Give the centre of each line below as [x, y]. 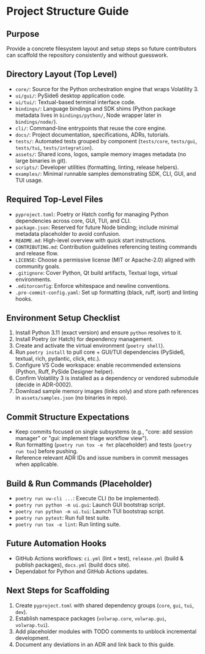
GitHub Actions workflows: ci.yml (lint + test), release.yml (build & [99, 558]
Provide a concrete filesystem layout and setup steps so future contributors [102, 48]
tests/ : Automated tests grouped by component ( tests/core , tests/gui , [106, 141]
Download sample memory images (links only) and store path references [107, 391]
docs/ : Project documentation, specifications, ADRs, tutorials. [92, 134]
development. [32, 637]
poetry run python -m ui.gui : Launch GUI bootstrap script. [90, 505]
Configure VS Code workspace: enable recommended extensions [98, 365]
